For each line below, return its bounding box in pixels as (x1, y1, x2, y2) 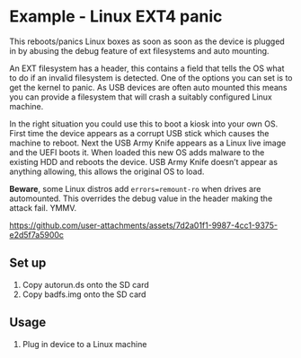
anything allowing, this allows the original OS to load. (9, 166, 205, 177)
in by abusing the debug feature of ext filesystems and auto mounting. (9, 45, 270, 56)
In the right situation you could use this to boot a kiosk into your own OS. (9, 118, 279, 129)
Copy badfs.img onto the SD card (22, 289, 146, 300)
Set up (9, 256, 47, 271)
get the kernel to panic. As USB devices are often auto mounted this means (9, 82, 288, 92)
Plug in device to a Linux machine (22, 338, 147, 349)
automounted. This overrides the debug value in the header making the (9, 193, 273, 204)
